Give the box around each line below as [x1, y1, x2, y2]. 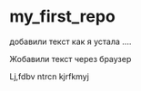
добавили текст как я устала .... [9, 36, 132, 47]
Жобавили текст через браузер [9, 53, 132, 64]
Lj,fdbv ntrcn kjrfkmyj [9, 70, 89, 82]
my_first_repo [9, 6, 116, 27]
